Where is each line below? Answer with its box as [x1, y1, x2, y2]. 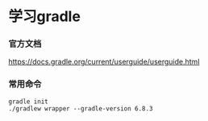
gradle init [8, 98, 48, 106]
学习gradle [8, 7, 81, 26]
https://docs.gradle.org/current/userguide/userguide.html [8, 57, 200, 67]
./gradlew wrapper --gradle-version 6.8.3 [8, 104, 153, 113]
